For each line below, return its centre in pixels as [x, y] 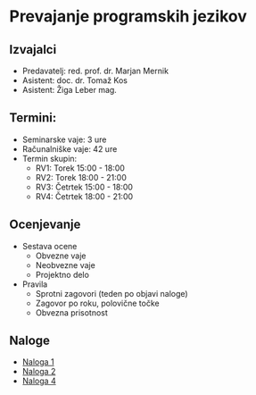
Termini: [33, 118]
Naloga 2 [39, 372]
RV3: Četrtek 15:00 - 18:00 [84, 187]
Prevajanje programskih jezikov [128, 17]
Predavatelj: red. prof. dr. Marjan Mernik [95, 71]
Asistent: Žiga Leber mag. [70, 90]
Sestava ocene [50, 246]
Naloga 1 [38, 362]
